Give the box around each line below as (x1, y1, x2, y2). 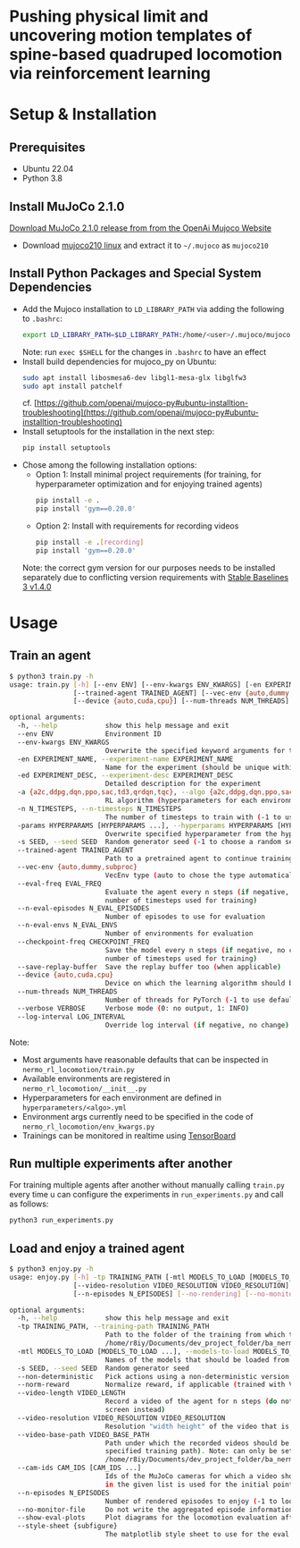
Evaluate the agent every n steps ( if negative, (104, 887, 290, 896)
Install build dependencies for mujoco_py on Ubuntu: (21, 356, 217, 367)
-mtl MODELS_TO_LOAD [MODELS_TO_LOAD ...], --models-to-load (17, 1347, 250, 1356)
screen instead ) (104, 1406, 166, 1415)
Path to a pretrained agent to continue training (104, 854, 294, 864)
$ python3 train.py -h (9, 672, 94, 681)
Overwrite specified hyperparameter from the (104, 829, 278, 838)
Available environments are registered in (21, 1073, 171, 1084)
